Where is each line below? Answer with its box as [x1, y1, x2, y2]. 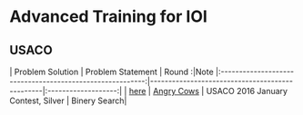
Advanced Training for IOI [9, 6, 207, 27]
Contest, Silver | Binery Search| [9, 95, 127, 106]
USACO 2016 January [206, 86, 288, 96]
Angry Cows [153, 86, 200, 96]
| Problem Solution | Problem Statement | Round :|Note [9, 66, 214, 77]
